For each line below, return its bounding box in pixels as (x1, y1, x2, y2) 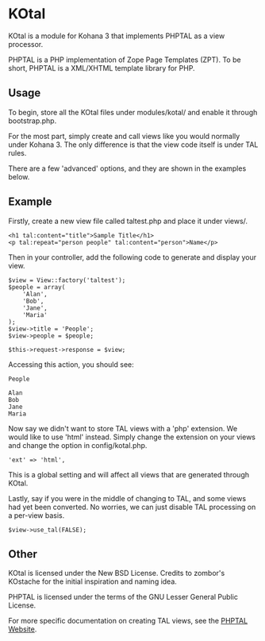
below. (8, 172, 30, 181)
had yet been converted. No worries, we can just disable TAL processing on (8, 502, 256, 512)
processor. (8, 39, 44, 48)
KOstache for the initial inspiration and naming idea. (8, 577, 177, 586)
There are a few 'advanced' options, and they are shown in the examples (8, 164, 247, 173)
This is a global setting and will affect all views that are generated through (8, 469, 250, 479)
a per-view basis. (8, 510, 65, 520)
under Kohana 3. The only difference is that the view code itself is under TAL (8, 140, 259, 149)
